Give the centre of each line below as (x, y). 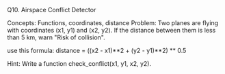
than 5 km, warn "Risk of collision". (56, 37)
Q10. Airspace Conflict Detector (52, 10)
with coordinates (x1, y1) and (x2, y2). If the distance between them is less (111, 30)
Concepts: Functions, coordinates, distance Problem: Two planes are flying (113, 23)
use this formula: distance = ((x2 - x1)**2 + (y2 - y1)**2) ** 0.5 (97, 51)
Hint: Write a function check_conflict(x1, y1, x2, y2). (79, 63)
